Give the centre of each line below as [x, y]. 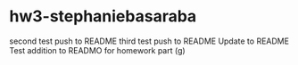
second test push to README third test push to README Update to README [149, 41]
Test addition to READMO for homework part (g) [97, 50]
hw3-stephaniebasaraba [103, 16]
